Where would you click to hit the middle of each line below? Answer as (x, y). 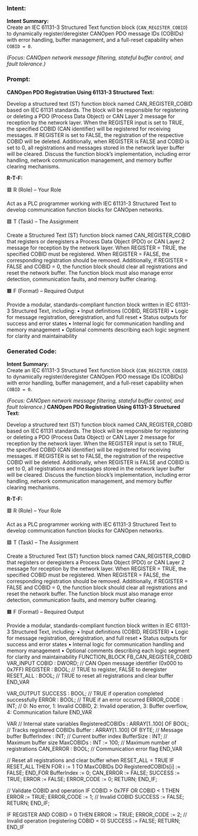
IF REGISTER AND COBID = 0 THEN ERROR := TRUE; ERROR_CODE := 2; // (97, 814)
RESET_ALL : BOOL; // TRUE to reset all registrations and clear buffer (90, 675)
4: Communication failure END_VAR (49, 712)
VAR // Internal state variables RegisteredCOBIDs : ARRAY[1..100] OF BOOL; (98, 723)
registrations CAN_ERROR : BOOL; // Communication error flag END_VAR (95, 749)
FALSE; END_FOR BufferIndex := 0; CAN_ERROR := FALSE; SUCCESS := (93, 773)
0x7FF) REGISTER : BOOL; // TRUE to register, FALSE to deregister (87, 669)
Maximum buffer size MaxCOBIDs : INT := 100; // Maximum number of (92, 742)
